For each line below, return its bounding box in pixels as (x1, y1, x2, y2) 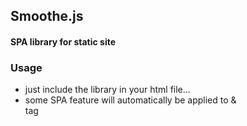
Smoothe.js (10, 8, 84, 25)
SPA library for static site (10, 35, 117, 48)
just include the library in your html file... (24, 84, 191, 96)
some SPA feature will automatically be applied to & (24, 94, 237, 106)
